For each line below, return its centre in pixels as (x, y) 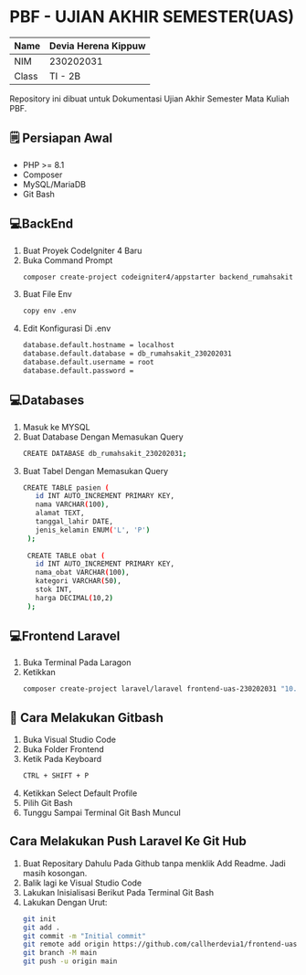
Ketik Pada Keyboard (62, 759)
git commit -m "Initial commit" (84, 936)
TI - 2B (65, 76)
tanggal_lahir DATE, (74, 522)
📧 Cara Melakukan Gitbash (87, 718)
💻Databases (47, 401)
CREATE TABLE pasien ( (66, 487)
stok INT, (54, 589)
